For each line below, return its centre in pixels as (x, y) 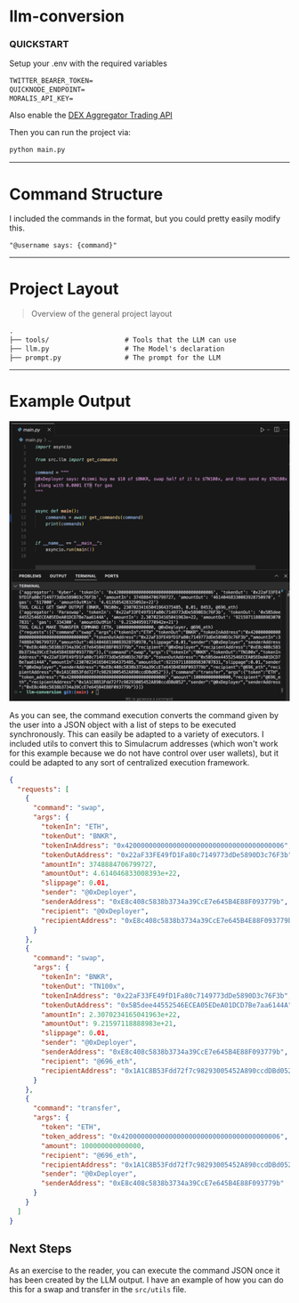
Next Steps (40, 1249)
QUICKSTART (39, 45)
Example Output (70, 401)
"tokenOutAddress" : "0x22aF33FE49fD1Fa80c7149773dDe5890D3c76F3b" (167, 855)
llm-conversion (67, 16)
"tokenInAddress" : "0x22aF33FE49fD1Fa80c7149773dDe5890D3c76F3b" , (167, 995)
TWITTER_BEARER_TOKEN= (51, 81)
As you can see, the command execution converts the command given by (144, 715)
